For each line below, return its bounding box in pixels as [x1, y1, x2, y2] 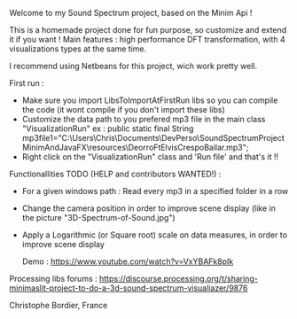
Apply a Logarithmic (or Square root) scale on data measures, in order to [21, 230, 288, 240]
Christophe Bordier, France [9, 300, 108, 310]
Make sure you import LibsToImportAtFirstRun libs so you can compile [21, 95, 278, 105]
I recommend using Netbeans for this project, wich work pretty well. [9, 61, 258, 71]
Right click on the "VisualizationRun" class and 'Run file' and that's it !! [21, 152, 279, 162]
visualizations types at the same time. [9, 43, 147, 54]
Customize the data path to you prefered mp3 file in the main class [21, 114, 266, 124]
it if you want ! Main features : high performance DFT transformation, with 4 [9, 35, 285, 44]
